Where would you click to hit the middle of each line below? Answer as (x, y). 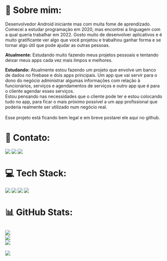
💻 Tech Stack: (36, 173)
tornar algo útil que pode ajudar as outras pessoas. (58, 45)
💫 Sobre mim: (33, 10)
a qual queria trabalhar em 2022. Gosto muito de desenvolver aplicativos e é (84, 34)
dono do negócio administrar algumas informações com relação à (73, 80)
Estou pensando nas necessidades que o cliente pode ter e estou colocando (84, 96)
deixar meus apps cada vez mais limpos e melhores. (59, 60)
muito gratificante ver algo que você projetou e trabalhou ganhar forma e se (83, 40)
